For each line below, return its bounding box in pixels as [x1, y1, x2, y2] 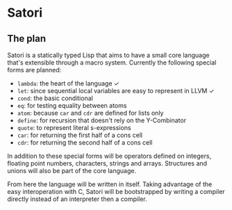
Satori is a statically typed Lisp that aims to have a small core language [7, 51, 210, 59]
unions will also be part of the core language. [7, 167, 137, 175]
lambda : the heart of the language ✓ [17, 79, 119, 88]
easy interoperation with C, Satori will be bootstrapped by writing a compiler [7, 188, 226, 195]
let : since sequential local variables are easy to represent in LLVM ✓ [17, 87, 215, 95]
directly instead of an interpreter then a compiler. [7, 195, 147, 203]
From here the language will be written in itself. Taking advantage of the [7, 180, 213, 188]
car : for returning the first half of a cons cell [17, 131, 143, 139]
